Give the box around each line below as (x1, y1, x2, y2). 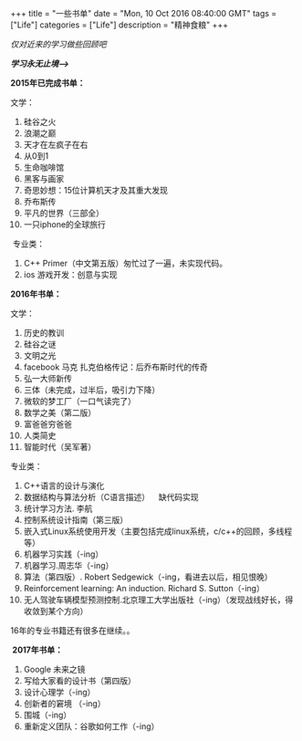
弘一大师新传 (23, 373, 72, 383)
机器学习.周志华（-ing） (23, 560, 114, 570)
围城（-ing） (23, 710, 72, 720)
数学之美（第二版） (23, 407, 97, 418)
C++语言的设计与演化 (23, 480, 105, 491)
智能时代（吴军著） (23, 442, 97, 452)
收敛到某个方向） (23, 606, 89, 616)
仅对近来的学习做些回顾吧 (10, 39, 107, 49)
